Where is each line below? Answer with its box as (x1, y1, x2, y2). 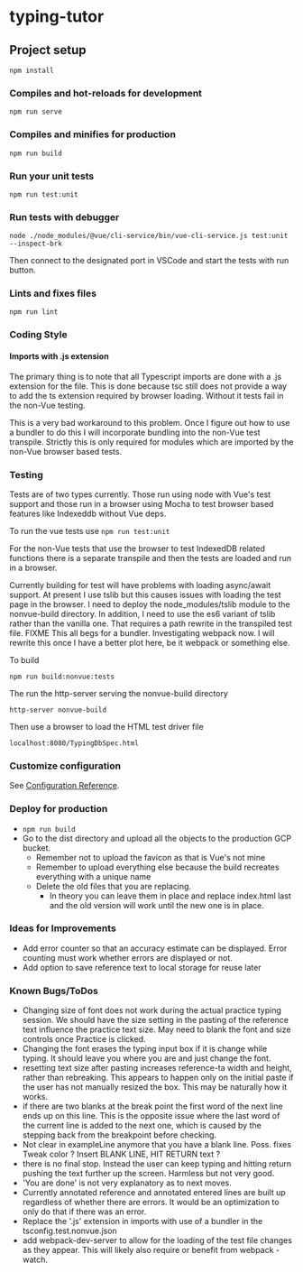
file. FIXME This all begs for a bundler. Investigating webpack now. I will (9, 627, 275, 638)
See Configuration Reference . (9, 780, 120, 791)
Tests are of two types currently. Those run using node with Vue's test (9, 489, 271, 500)
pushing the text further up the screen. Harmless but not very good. (22, 1168, 275, 1179)
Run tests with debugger (9, 210, 120, 223)
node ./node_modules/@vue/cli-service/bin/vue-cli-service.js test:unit (9, 232, 289, 241)
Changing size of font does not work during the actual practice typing (22, 1005, 282, 1016)
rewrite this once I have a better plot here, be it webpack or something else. (9, 637, 290, 648)
